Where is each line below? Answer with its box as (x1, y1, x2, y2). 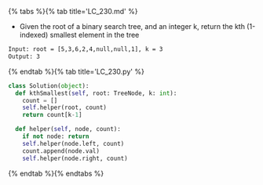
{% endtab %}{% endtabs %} (8, 169, 104, 178)
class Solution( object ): (8, 82, 89, 89)
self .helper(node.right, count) (22, 154, 128, 162)
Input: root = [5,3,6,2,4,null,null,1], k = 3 (8, 45, 163, 53)
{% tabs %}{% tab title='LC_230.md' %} (8, 7, 138, 16)
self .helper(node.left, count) (22, 140, 125, 147)
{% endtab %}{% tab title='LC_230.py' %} (8, 67, 145, 76)
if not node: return (22, 132, 89, 140)
